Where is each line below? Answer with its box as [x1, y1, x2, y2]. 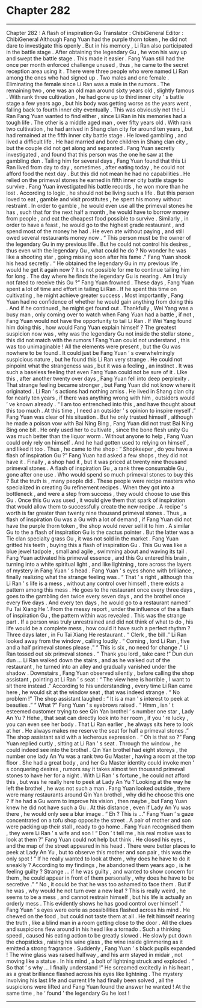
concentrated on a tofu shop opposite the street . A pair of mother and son [6, 816, 191, 824]
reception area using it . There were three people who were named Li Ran [6, 67, 188, 75]
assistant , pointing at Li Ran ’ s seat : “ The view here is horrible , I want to [6, 675, 191, 683]
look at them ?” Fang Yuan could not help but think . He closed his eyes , [6, 836, 186, 843]
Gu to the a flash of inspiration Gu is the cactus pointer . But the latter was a [6, 528, 194, 536]
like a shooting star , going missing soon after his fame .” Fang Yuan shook [6, 253, 191, 260]
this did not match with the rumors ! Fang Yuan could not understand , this [6, 336, 190, 343]
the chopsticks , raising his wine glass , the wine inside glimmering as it [6, 938, 183, 945]
